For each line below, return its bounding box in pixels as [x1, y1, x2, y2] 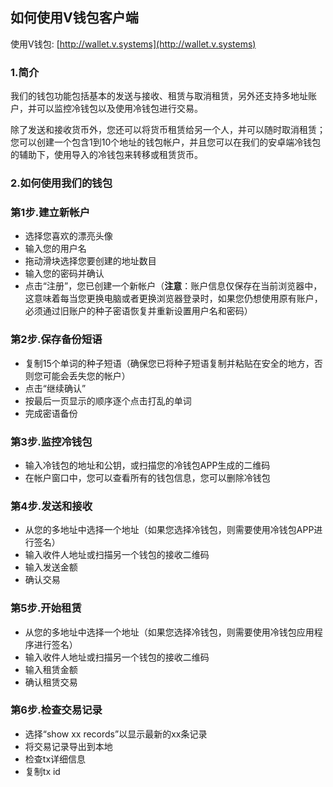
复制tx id [24, 765, 61, 777]
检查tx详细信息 [24, 753, 87, 765]
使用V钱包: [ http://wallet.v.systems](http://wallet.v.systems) [10, 38, 257, 50]
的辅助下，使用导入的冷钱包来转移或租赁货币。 [10, 149, 203, 161]
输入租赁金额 [24, 663, 78, 675]
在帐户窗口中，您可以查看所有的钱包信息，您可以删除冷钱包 [24, 471, 271, 483]
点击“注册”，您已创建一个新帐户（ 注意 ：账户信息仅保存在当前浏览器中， [24, 280, 323, 292]
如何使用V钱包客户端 [10, 9, 139, 27]
